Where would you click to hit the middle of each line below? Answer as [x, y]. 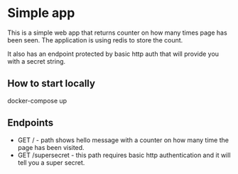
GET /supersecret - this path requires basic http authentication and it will [124, 155]
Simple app [41, 13]
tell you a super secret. [51, 162]
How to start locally [52, 84]
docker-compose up [37, 100]
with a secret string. [37, 61]
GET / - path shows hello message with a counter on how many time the [123, 140]
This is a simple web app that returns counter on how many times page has [117, 33]
